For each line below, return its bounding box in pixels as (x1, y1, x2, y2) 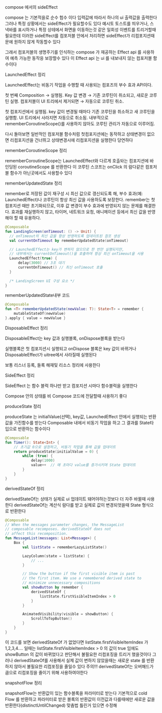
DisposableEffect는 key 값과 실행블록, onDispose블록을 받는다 (5, 335, 125, 341)
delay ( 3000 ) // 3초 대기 (17, 260, 65, 266)
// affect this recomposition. (5, 531, 68, 536)
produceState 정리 (5, 403, 41, 409)
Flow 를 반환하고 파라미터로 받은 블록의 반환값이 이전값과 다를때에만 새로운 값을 (5, 696, 155, 702)
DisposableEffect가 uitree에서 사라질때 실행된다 (5, 352, 97, 357)
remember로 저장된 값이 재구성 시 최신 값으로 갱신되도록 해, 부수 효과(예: (5, 191, 143, 196)
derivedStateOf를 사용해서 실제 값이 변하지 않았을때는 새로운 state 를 (14, 657, 146, 663)
